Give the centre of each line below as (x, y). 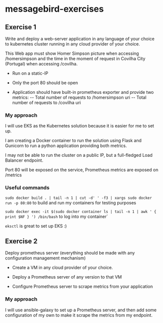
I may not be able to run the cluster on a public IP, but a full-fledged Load (79, 155)
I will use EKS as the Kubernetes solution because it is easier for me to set (80, 126)
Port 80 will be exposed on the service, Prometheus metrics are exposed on (82, 170)
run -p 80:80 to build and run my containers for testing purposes (71, 203)
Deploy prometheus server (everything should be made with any (70, 253)
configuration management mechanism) (46, 258)
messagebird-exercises (55, 9)
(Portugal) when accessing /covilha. (41, 64)
